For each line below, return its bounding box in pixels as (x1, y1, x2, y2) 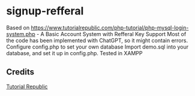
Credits (6, 67, 35, 77)
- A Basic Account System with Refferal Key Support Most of (36, 30, 187, 37)
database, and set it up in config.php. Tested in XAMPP (6, 49, 143, 56)
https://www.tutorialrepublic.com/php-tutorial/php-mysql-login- (31, 24, 189, 31)
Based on (6, 24, 30, 31)
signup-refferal (6, 4, 84, 18)
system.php (6, 30, 35, 37)
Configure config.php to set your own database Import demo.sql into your (6, 43, 189, 50)
